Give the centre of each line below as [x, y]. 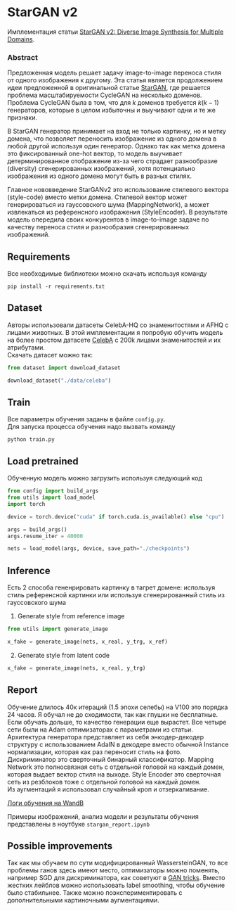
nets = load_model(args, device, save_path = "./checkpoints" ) [99, 549]
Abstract [23, 57]
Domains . [21, 39]
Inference [29, 571]
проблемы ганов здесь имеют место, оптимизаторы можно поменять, [113, 870]
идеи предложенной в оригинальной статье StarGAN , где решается [109, 88]
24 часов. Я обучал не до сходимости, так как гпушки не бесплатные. [113, 714]
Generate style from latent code [64, 655]
